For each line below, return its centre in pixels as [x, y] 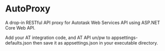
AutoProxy [28, 9]
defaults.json [18, 42]
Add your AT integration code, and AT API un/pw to [58, 37]
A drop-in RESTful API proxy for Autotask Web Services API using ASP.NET [82, 22]
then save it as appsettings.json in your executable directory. [95, 42]
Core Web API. [20, 27]
